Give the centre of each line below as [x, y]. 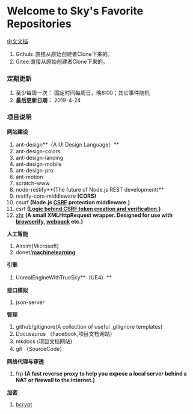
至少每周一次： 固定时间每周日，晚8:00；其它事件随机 [83, 93]
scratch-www [32, 183]
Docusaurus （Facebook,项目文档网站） [65, 333]
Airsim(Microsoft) [37, 246]
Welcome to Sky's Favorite [75, 11]
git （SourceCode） [40, 349]
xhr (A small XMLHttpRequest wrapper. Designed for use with [94, 215]
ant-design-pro [34, 170]
